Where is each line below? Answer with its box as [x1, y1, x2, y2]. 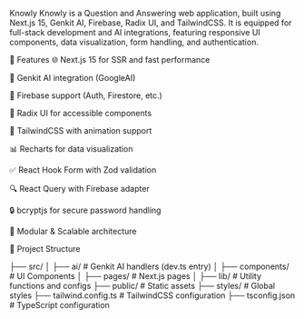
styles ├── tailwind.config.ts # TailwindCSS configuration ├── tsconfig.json [9, 290, 296, 301]
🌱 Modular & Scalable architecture [9, 226, 137, 236]
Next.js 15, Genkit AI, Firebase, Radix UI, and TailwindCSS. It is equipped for [9, 17, 292, 28]
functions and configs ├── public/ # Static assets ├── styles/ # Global [9, 281, 275, 291]
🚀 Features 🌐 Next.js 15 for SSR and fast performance [9, 55, 211, 65]
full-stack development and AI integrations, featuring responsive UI [9, 27, 260, 37]
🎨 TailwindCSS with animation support [9, 125, 152, 135]
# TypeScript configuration [9, 300, 111, 310]
